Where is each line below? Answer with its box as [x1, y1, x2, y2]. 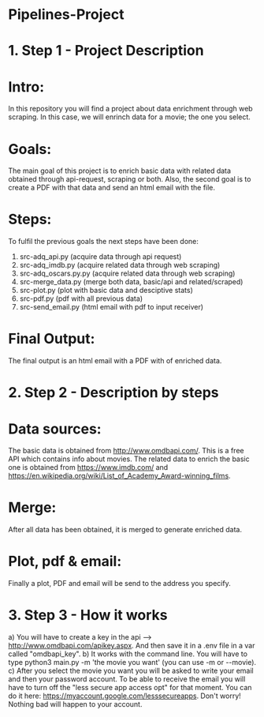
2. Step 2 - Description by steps [8, 384, 219, 402]
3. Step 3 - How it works [8, 606, 168, 625]
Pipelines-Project [8, 6, 125, 24]
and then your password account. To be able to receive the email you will [8, 674, 246, 684]
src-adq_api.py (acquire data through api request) [19, 252, 182, 261]
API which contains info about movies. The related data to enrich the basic [8, 454, 250, 464]
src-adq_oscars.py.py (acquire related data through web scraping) [19, 268, 236, 278]
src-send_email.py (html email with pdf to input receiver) [19, 302, 203, 312]
